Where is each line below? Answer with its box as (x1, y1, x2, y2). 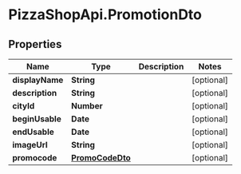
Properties (8, 38, 62, 51)
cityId (12, 101, 35, 111)
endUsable (12, 126, 54, 137)
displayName (12, 74, 64, 85)
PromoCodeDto (71, 152, 132, 163)
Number (71, 101, 103, 111)
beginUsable (12, 113, 61, 125)
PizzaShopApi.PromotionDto (8, 6, 202, 24)
